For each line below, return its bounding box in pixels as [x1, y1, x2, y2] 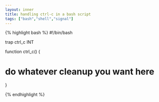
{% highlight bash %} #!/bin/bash [5, 30, 73, 36]
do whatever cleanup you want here [5, 66, 155, 77]
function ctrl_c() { [5, 49, 41, 54]
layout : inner [5, 7, 34, 12]
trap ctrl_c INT [5, 39, 34, 45]
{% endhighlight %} [5, 92, 45, 98]
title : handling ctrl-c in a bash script [5, 12, 91, 17]
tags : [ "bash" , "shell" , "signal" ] [5, 16, 74, 21]
